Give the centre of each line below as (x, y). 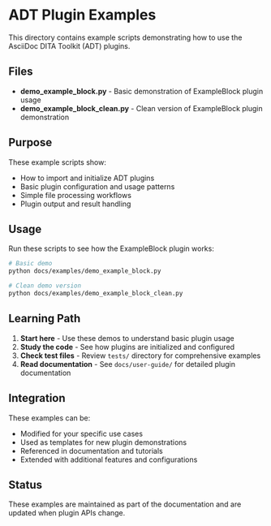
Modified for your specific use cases (82, 433)
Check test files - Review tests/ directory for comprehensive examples (140, 356)
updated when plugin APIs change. (67, 513)
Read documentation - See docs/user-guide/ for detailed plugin (127, 364)
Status (26, 485)
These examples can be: (49, 418)
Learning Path (45, 319)
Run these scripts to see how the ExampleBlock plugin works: (112, 248)
